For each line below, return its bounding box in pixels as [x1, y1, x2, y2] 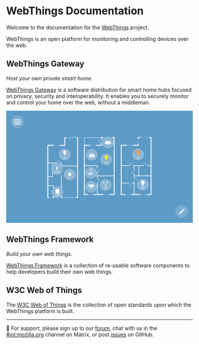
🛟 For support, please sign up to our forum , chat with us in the [6, 324, 158, 332]
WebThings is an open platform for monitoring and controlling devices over [6, 35, 189, 42]
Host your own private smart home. [6, 74, 93, 81]
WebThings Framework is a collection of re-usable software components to [6, 261, 190, 269]
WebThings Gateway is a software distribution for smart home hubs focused [6, 86, 192, 93]
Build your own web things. [6, 250, 73, 257]
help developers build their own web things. [6, 268, 113, 275]
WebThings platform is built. [6, 307, 75, 314]
